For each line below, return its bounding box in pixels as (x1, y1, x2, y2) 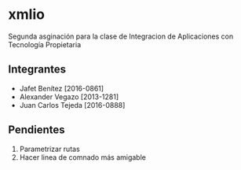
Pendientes (8, 124, 65, 137)
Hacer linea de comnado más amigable (19, 152, 147, 162)
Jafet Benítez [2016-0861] (19, 83, 104, 93)
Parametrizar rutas (19, 144, 80, 153)
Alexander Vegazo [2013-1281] (19, 92, 119, 102)
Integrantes (8, 63, 67, 76)
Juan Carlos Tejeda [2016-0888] (19, 100, 126, 109)
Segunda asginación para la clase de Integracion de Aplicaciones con (8, 31, 234, 41)
